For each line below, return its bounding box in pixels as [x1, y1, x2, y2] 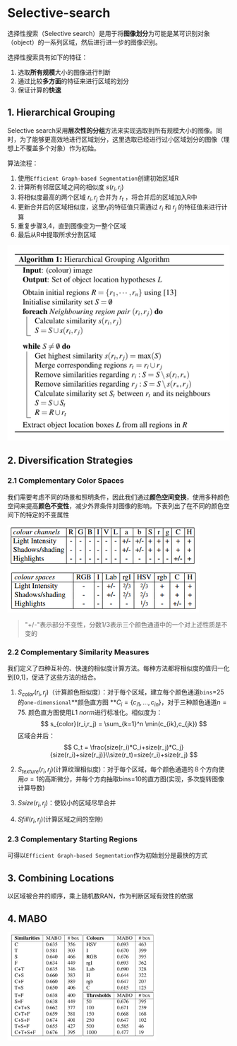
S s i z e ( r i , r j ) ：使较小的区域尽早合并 [17, 799, 116, 809]
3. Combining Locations [7, 872, 114, 884]
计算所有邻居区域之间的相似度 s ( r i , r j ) [17, 182, 124, 193]
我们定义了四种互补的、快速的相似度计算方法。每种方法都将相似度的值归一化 [7, 664, 230, 673]
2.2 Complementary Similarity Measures [7, 647, 150, 657]
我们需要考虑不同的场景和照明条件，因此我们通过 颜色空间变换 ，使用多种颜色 [7, 493, 230, 501]
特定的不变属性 [25, 510, 69, 519]
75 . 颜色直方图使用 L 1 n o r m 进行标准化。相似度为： [17, 708, 163, 716]
